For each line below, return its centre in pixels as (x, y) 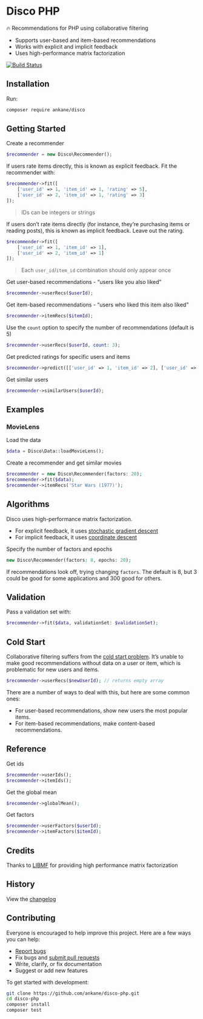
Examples (25, 409)
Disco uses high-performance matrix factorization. (69, 519)
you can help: (23, 939)
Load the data (24, 440)
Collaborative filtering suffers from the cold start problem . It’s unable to (95, 657)
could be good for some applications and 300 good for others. (84, 578)
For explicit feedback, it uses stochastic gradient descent (87, 531)
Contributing (31, 918)
